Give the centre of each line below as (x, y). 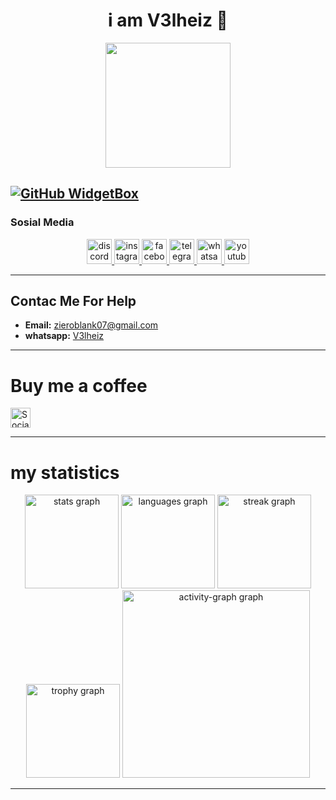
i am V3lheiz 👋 (168, 20)
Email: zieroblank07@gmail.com (91, 325)
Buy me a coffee (79, 385)
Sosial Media (42, 222)
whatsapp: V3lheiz (64, 336)
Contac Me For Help (73, 301)
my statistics (65, 472)
